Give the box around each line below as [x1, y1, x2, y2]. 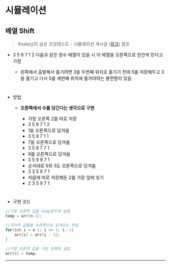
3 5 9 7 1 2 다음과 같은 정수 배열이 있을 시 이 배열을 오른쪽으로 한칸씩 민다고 [12, 52, 163, 57]
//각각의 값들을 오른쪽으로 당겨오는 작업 [5, 223, 78, 228]
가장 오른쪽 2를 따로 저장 [27, 115, 77, 122]
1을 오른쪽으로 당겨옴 [27, 128, 70, 134]
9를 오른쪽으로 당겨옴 [27, 151, 70, 157]
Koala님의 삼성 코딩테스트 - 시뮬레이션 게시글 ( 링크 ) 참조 [17, 41, 130, 47]
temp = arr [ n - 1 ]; [5, 214, 42, 219]
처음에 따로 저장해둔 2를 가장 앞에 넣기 [27, 174, 104, 181]
